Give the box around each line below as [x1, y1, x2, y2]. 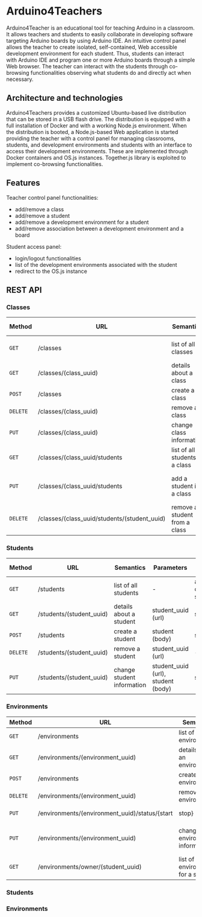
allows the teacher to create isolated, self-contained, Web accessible [6, 43, 177, 51]
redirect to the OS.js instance [14, 267, 87, 275]
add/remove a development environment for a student [14, 219, 149, 226]
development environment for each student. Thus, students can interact [6, 50, 185, 57]
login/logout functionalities [14, 255, 81, 262]
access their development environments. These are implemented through [6, 147, 188, 155]
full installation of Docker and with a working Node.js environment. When [6, 122, 188, 129]
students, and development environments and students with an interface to [6, 141, 192, 149]
